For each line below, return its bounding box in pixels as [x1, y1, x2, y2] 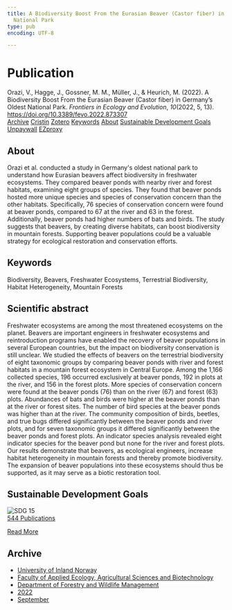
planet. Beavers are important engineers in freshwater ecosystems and [7, 328, 210, 337]
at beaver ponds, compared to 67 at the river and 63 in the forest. [7, 208, 195, 215]
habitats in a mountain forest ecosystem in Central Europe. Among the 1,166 [7, 365, 223, 374]
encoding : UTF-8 [7, 29, 54, 37]
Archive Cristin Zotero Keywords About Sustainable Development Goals [7, 118, 211, 126]
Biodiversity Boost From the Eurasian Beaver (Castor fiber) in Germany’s [7, 96, 213, 104]
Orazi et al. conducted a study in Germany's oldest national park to [7, 163, 199, 172]
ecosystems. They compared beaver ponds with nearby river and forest [7, 178, 213, 186]
